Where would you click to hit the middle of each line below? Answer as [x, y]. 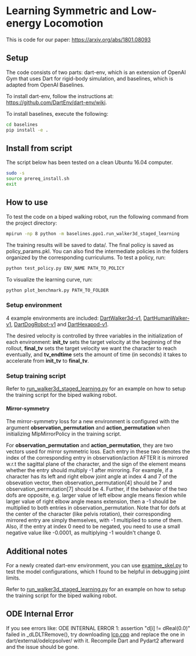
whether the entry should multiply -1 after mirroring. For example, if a [89, 470]
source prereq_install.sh [38, 179]
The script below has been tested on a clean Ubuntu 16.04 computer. [89, 162]
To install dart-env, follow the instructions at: [60, 96]
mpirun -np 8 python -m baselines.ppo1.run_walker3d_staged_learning [93, 233]
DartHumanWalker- [166, 318]
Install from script [39, 148]
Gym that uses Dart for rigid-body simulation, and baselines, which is [90, 78]
